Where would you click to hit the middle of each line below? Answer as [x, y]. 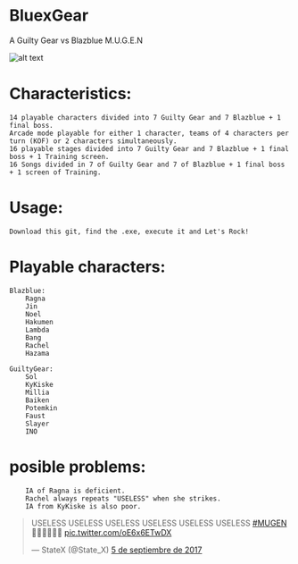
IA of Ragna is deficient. [75, 491]
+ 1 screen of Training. [55, 172]
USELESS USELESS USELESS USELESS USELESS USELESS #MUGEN [159, 523]
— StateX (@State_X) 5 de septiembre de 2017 [116, 550]
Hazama [37, 353]
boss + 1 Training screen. [59, 156]
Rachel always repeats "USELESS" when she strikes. [123, 498]
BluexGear [49, 16]
